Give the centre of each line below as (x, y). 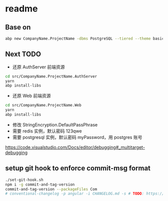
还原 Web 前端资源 (31, 96)
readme (21, 9)
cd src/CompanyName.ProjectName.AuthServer (51, 76)
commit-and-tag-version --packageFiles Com (51, 189)
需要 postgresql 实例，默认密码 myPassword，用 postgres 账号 (77, 137)
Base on (18, 27)
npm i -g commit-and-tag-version (40, 184)
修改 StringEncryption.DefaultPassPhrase (55, 124)
